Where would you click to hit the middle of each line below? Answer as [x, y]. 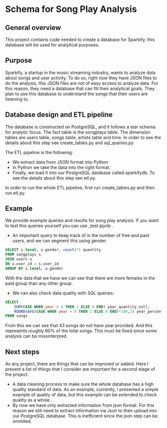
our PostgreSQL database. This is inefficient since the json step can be [85, 416]
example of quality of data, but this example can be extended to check [84, 395]
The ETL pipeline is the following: [39, 152]
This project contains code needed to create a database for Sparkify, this [80, 39]
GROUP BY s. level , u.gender [34, 268]
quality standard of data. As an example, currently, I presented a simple [85, 390]
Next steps [22, 352]
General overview [33, 28]
